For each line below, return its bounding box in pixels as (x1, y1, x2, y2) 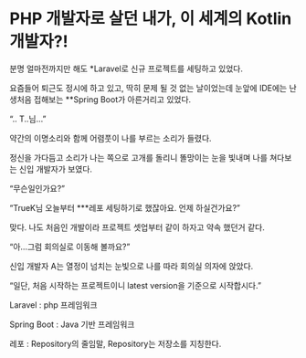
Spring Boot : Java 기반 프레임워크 (9, 319, 135, 330)
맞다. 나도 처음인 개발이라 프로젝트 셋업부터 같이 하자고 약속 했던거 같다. (9, 221, 265, 233)
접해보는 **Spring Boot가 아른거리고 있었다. (33, 93, 192, 105)
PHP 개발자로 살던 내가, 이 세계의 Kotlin (9, 8, 292, 29)
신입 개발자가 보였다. (18, 163, 93, 174)
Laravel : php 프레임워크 (9, 299, 98, 311)
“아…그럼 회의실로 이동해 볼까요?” (9, 241, 131, 252)
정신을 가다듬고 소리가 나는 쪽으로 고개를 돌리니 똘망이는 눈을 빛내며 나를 (9, 152, 268, 163)
